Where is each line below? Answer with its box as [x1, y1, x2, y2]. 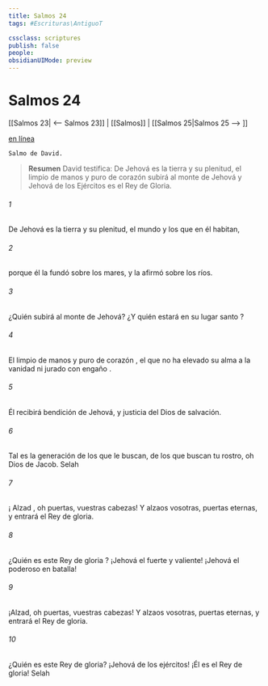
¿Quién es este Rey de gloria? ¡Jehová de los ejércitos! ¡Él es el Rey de [8, 659, 243, 669]
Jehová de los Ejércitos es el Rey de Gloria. [27, 180, 172, 190]
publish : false [8, 41, 60, 49]
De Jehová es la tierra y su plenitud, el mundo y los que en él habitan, [8, 224, 241, 235]
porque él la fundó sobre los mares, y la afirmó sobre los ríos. [8, 268, 213, 277]
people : [8, 49, 35, 57]
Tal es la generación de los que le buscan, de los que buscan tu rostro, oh [8, 451, 254, 461]
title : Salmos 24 [8, 11, 67, 20]
